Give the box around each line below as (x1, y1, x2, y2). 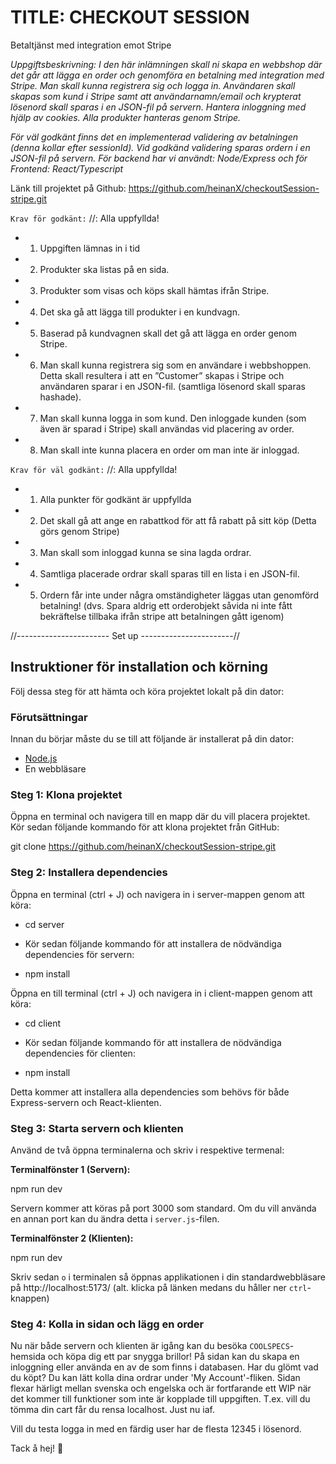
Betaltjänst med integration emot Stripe (10, 39, 172, 51)
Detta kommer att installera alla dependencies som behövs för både (10, 1086, 290, 1098)
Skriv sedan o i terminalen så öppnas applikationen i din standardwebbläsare (10, 1271, 327, 1283)
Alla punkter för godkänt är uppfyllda (39, 493, 192, 505)
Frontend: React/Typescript (10, 162, 124, 175)
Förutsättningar (10, 710, 88, 724)
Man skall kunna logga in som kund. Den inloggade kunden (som (39, 412, 307, 424)
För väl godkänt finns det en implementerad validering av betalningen (10, 131, 298, 143)
